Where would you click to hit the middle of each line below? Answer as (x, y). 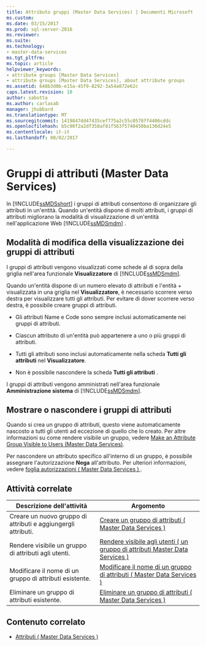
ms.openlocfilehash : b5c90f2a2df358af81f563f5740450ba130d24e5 (89, 127)
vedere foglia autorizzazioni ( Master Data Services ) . (74, 469)
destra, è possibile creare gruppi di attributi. (62, 305)
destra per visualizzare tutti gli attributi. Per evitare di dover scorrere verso (101, 298)
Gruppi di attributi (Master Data (87, 174)
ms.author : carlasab (33, 103)
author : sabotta (27, 98)
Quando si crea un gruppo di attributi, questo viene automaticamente (93, 425)
